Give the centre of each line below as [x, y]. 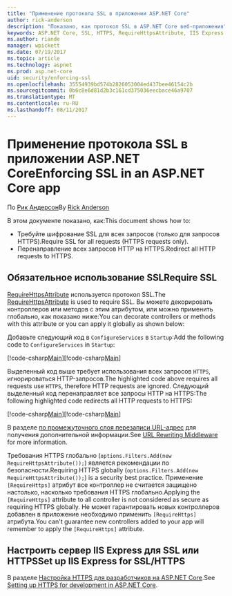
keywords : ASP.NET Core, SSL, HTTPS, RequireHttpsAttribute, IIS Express [116, 33]
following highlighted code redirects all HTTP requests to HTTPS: [100, 401]
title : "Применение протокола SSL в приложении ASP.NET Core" [98, 13]
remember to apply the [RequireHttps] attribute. [76, 528]
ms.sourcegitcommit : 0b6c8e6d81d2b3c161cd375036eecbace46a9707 [100, 90]
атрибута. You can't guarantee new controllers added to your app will [106, 521]
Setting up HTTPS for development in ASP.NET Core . [83, 585]
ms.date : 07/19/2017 [37, 52]
